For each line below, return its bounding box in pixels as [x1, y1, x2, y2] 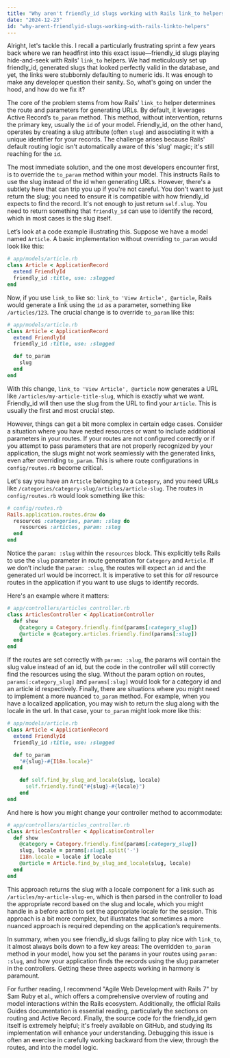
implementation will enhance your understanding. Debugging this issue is [7, 1028, 214, 1037]
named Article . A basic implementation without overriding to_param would [7, 235, 218, 243]
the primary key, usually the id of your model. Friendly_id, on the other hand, [7, 121, 223, 129]
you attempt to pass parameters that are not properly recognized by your [7, 441, 214, 450]
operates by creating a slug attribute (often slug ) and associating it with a [7, 128, 214, 136]
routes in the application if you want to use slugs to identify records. [7, 578, 199, 586]
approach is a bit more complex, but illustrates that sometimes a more [7, 914, 204, 923]
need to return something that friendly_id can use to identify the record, [7, 207, 214, 215]
